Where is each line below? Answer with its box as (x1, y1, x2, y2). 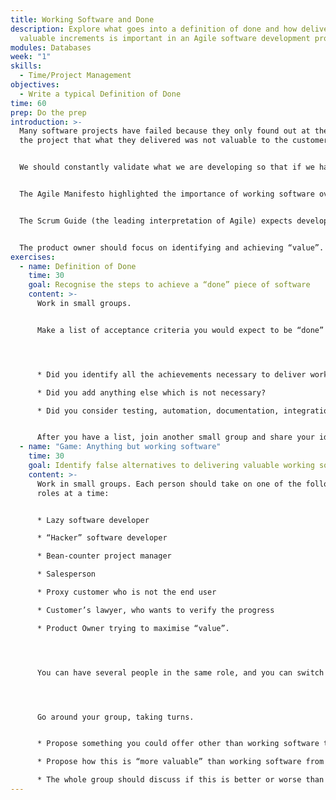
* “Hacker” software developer (36, 533, 168, 543)
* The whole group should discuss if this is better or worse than (36, 775, 325, 785)
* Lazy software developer (36, 515, 150, 525)
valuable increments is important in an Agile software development (19, 33, 311, 43)
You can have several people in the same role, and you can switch (36, 667, 325, 678)
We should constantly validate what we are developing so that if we (19, 162, 315, 173)
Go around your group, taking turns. (36, 712, 195, 722)
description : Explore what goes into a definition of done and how (10, 24, 298, 34)
